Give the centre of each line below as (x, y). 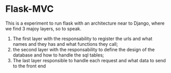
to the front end (29, 66)
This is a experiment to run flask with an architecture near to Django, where (85, 23)
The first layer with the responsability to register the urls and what (82, 39)
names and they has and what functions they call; (65, 44)
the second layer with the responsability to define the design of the (84, 49)
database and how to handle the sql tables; (58, 55)
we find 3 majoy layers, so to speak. (43, 28)
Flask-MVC (30, 9)
